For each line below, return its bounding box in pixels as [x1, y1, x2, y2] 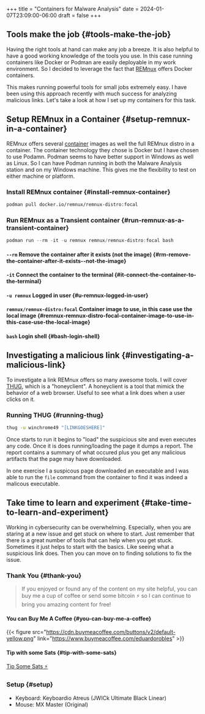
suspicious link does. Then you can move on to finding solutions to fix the [6, 550, 192, 557]
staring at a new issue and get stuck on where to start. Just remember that [6, 530, 195, 537]
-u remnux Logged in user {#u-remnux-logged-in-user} [6, 292, 149, 299]
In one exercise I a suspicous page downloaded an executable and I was [6, 467, 189, 474]
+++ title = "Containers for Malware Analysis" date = [6, 6, 140, 12]
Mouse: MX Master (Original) [15, 701, 89, 708]
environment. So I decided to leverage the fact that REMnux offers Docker [6, 65, 193, 72]
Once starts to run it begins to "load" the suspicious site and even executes [6, 435, 196, 443]
